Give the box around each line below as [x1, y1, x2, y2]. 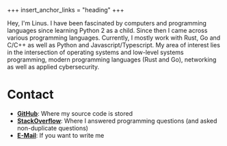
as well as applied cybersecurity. [7, 63, 100, 71]
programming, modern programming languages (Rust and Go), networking [7, 56, 217, 64]
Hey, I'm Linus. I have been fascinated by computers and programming [7, 19, 207, 27]
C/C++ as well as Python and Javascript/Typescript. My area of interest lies [7, 41, 221, 49]
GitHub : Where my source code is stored [16, 109, 133, 117]
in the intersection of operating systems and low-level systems [7, 48, 184, 56]
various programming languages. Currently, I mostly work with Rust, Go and [7, 34, 221, 42]
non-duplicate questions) [16, 123, 89, 132]
